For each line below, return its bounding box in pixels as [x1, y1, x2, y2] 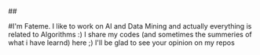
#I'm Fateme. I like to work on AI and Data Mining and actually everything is [8, 22, 252, 30]
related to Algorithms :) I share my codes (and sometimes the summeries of [8, 30, 253, 39]
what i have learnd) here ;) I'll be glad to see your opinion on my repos [8, 38, 236, 47]
